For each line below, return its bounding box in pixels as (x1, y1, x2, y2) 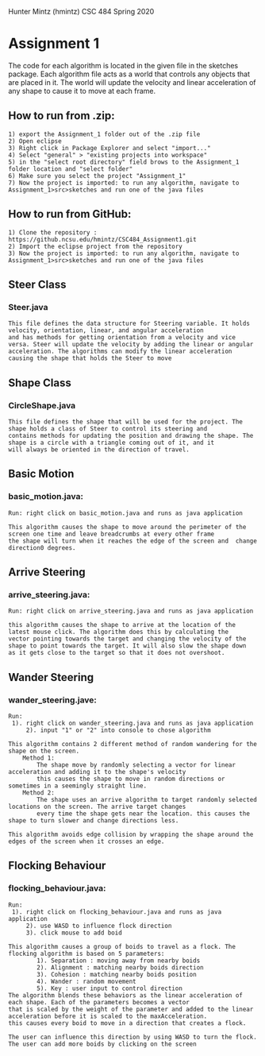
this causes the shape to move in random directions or (36, 775, 225, 783)
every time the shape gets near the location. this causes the (36, 810, 250, 818)
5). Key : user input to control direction (36, 984, 182, 992)
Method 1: (22, 754, 56, 762)
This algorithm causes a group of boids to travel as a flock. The (8, 942, 236, 950)
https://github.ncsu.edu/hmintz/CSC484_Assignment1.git (8, 235, 197, 243)
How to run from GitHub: (8, 207, 132, 221)
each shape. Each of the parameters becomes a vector (8, 998, 190, 1006)
